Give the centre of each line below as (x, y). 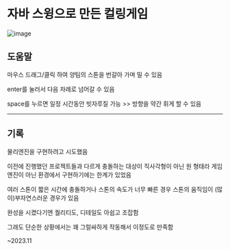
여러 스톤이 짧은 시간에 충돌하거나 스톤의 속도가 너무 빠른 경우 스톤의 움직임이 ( (112, 189)
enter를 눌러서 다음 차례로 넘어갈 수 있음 (61, 89)
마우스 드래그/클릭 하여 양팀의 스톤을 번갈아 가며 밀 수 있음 (85, 74)
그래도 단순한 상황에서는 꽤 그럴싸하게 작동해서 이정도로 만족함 (90, 227)
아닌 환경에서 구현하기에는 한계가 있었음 (78, 175)
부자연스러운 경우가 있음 (47, 198)
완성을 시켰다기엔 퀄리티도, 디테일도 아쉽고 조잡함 (73, 212)
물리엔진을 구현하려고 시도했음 (48, 151)
